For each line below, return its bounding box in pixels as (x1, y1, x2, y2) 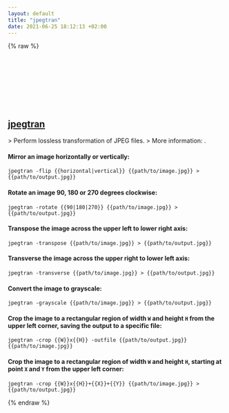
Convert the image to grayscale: (8, 284, 102, 293)
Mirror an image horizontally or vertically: (8, 152, 130, 160)
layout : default (8, 10, 54, 17)
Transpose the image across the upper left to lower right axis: (8, 224, 188, 232)
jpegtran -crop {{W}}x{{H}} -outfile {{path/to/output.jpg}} (8, 337, 188, 344)
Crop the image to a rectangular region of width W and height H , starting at (8, 358, 222, 365)
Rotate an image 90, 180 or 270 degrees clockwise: (8, 188, 158, 196)
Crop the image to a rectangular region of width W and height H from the (8, 314, 215, 322)
